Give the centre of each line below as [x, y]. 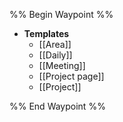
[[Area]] [55, 44]
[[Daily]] [55, 55]
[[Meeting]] [62, 65]
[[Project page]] [71, 76]
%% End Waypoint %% [57, 106]
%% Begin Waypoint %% [61, 14]
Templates [46, 33]
